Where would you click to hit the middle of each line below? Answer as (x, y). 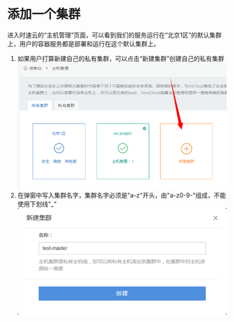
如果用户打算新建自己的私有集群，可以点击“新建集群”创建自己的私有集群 (121, 58)
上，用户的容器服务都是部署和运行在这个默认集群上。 (84, 43)
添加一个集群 (44, 14)
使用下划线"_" (37, 204)
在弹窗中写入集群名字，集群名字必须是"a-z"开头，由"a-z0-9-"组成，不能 (122, 196)
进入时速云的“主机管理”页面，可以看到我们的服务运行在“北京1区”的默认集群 (115, 35)
